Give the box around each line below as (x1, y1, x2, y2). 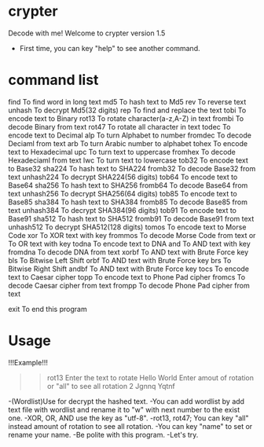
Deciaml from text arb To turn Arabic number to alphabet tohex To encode (8, 138, 248, 148)
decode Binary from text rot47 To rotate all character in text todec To (8, 122, 231, 131)
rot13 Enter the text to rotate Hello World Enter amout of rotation (46, 372, 254, 383)
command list (8, 71, 99, 89)
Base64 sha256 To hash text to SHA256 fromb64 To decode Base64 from (8, 180, 248, 190)
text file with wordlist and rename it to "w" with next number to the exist (8, 405, 240, 414)
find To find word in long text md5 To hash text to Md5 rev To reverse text (8, 97, 247, 106)
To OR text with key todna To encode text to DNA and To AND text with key (8, 239, 251, 248)
